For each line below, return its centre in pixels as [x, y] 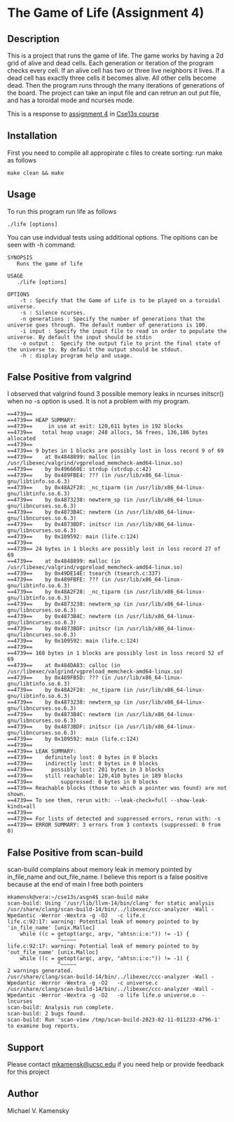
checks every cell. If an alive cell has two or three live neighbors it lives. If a [116, 70]
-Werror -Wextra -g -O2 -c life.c [92, 916]
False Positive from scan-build [75, 853]
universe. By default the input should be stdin [80, 337]
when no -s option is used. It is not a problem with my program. [99, 402]
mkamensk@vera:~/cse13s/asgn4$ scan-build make [78, 897]
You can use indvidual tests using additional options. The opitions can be [113, 237]
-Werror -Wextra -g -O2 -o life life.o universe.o [117, 996]
